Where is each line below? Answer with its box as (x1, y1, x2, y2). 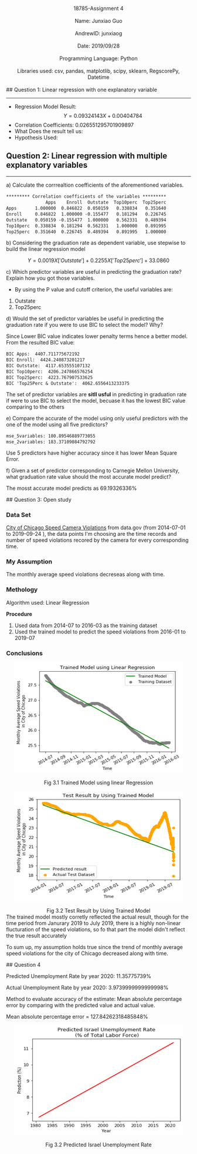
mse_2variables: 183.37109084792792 (6, 439, 96, 445)
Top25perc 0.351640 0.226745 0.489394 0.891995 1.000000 (6, 228, 167, 235)
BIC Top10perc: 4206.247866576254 (6, 369, 93, 374)
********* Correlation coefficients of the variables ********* (6, 193, 167, 200)
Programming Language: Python (59, 55, 138, 62)
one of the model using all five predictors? (6, 421, 108, 428)
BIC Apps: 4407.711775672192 (6, 351, 80, 357)
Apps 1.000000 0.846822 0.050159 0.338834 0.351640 (6, 205, 167, 211)
